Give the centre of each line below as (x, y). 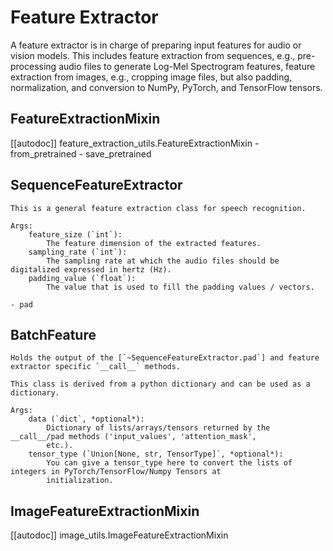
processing (33, 66)
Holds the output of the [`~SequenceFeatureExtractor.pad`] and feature (165, 358)
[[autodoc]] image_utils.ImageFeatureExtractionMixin (119, 535)
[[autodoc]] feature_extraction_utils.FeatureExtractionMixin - (135, 143)
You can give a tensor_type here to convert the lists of (169, 463)
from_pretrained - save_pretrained (81, 153)
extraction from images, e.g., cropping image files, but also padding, (151, 77)
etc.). (60, 446)
